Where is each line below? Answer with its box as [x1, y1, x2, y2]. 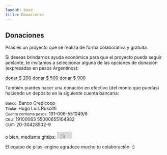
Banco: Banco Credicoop [5, 100, 55, 106]
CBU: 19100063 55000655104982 [5, 116, 75, 122]
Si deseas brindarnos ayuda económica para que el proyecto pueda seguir [5, 54, 162, 60]
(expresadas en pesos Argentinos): [5, 65, 79, 71]
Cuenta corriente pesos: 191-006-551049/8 [5, 111, 88, 117]
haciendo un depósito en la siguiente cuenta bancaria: [5, 90, 119, 97]
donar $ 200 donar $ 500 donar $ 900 [5, 75, 86, 81]
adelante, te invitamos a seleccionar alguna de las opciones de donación [5, 59, 158, 66]
